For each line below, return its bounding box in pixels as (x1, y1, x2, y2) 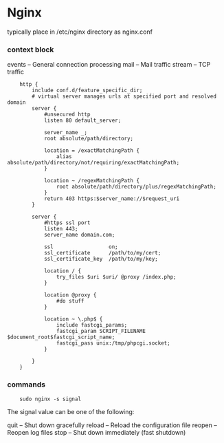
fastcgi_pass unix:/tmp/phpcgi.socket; (56, 340, 170, 347)
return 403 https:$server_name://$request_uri (43, 195, 180, 202)
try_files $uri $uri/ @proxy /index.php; (56, 274, 177, 281)
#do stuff (56, 298, 85, 305)
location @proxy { (43, 292, 97, 299)
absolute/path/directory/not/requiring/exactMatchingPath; (7, 160, 180, 166)
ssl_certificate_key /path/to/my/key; (43, 256, 158, 263)
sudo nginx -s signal (19, 396, 81, 402)
